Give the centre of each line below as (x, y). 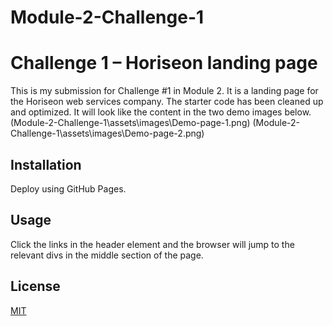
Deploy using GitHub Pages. (68, 188)
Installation (46, 164)
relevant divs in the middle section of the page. (107, 255)
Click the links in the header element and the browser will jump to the (152, 244)
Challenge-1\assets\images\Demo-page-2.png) (107, 133)
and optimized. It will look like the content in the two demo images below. (161, 112)
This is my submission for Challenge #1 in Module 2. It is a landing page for (164, 91)
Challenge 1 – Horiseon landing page (164, 63)
